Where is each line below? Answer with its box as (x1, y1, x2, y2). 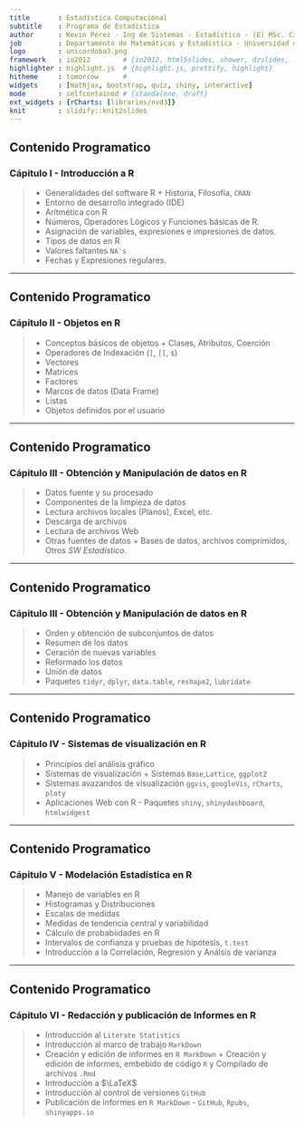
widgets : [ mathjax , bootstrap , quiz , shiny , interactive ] (9, 81, 253, 90)
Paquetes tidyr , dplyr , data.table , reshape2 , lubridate (44, 676, 252, 686)
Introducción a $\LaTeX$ (44, 1078, 138, 1089)
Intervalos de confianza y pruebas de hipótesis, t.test (44, 937, 250, 948)
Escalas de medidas (44, 908, 120, 919)
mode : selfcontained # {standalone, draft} (9, 89, 208, 98)
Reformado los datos (44, 656, 124, 667)
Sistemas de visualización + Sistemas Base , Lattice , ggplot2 (44, 768, 268, 779)
